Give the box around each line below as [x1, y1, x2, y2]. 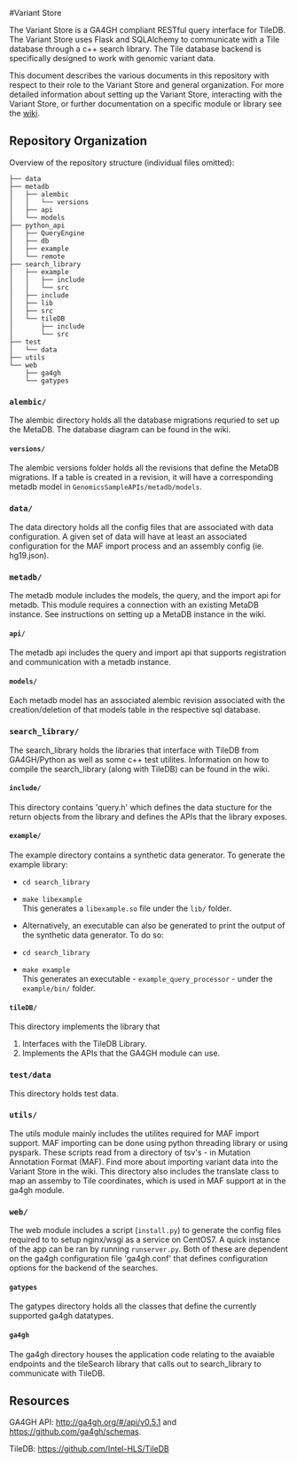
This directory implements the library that [9, 1021, 160, 1032]
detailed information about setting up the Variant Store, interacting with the [9, 89, 283, 99]
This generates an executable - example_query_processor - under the [21, 974, 273, 985]
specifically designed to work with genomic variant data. [9, 53, 215, 63]
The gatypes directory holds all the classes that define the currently [9, 1301, 257, 1312]
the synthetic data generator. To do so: [21, 929, 164, 940]
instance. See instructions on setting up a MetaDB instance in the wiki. [9, 608, 267, 620]
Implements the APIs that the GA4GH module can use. [21, 1048, 220, 1059]
